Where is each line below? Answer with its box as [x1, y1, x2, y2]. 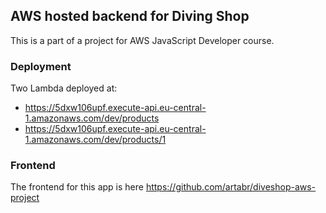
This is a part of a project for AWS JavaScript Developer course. [10, 34, 275, 46]
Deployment [10, 59, 72, 73]
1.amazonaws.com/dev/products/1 [24, 134, 167, 146]
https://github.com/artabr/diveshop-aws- [145, 181, 317, 193]
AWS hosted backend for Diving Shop [10, 8, 250, 25]
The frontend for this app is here [10, 181, 144, 193]
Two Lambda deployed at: [10, 82, 118, 94]
